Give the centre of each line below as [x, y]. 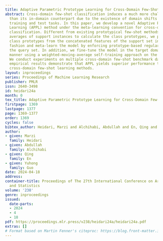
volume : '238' [19, 190]
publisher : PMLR [21, 82]
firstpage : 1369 [21, 104]
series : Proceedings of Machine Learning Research [57, 77]
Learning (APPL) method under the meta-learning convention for [76, 28]
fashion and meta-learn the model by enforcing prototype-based [76, 46]
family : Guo [22, 168]
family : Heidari [26, 141]
